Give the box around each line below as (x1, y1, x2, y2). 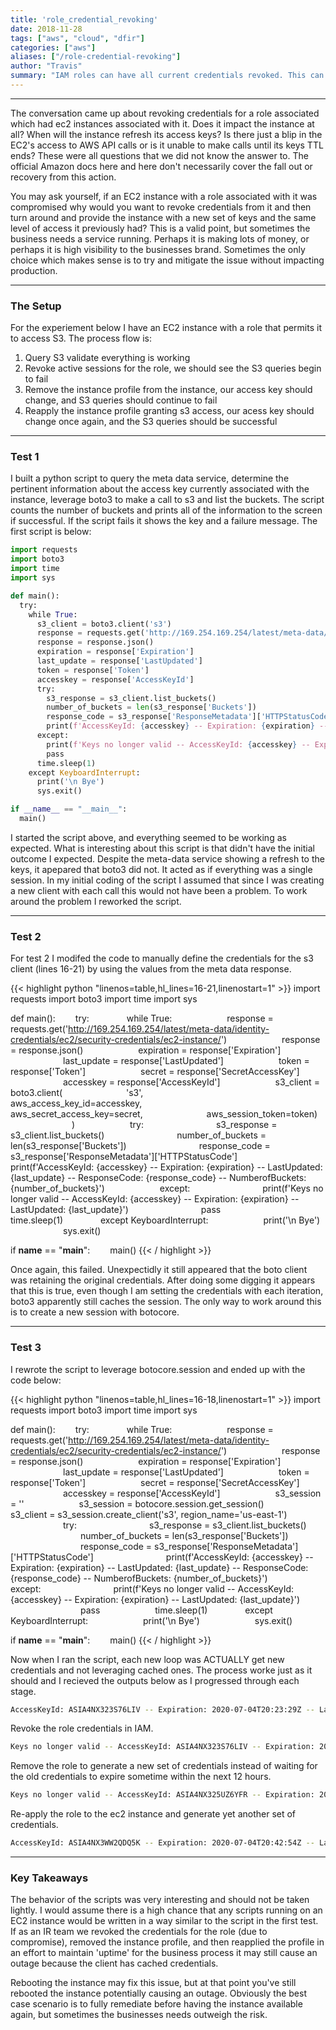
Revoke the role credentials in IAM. (10, 1722, 154, 1735)
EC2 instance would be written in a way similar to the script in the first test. (10, 1915, 319, 1927)
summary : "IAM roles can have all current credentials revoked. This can (10, 71, 325, 81)
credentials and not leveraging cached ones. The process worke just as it (10, 1664, 313, 1676)
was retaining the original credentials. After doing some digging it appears (10, 1274, 316, 1286)
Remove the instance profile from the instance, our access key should (24, 384, 313, 396)
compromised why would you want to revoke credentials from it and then (10, 201, 312, 213)
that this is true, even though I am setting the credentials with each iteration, (10, 1285, 324, 1297)
